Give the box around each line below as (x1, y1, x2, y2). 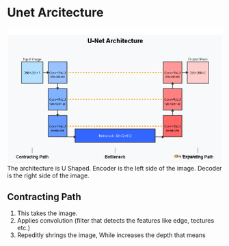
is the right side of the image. (7, 171, 90, 180)
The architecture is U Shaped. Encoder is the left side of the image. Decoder (7, 164, 222, 172)
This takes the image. (16, 209, 78, 217)
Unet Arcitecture (7, 5, 104, 21)
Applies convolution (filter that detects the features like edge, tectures (16, 217, 215, 225)
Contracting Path (7, 190, 82, 203)
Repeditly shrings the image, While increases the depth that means (16, 231, 206, 239)
